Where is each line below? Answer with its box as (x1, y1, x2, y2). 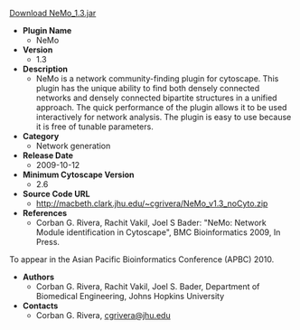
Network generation (35, 140, 111, 151)
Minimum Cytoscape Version (22, 169, 135, 180)
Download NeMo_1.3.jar (9, 8, 97, 18)
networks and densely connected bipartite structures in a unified (35, 92, 277, 103)
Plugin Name (22, 25, 72, 35)
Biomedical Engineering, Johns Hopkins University (35, 291, 225, 301)
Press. (35, 237, 61, 247)
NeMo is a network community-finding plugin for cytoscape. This (35, 73, 279, 84)
